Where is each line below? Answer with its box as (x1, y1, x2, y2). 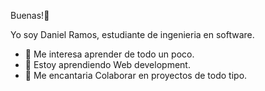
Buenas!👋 (10, 10, 50, 21)
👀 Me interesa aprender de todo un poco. (24, 48, 195, 60)
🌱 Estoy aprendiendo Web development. (24, 59, 191, 70)
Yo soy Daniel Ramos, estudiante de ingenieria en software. (10, 29, 255, 40)
